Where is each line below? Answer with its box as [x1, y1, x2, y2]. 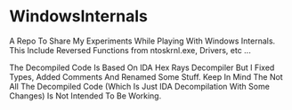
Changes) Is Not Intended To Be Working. [9, 90, 162, 101]
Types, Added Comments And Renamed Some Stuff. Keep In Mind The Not [9, 71, 283, 82]
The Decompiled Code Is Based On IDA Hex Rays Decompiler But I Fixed [9, 62, 275, 73]
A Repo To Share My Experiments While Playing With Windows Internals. [9, 35, 276, 46]
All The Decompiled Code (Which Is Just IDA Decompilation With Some [9, 81, 270, 91]
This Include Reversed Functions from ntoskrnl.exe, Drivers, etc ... [9, 44, 251, 55]
